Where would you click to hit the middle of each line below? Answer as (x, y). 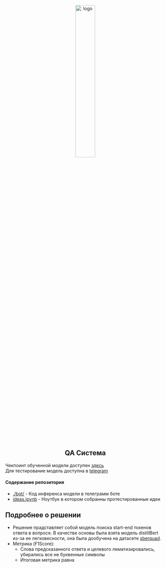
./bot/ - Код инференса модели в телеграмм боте (66, 494)
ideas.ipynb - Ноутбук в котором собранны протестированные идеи (87, 499)
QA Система (85, 453)
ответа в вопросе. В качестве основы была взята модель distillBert (85, 533)
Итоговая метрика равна (47, 560)
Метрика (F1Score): (34, 544)
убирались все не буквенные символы (62, 554)
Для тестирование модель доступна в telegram (57, 471)
